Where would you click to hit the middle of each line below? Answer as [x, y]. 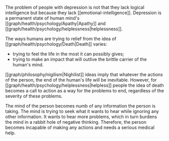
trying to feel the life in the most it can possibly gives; [68, 54]
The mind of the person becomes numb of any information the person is [80, 106]
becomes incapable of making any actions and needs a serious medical [80, 127]
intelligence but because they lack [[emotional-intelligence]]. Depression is [83, 13]
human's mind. [28, 65]
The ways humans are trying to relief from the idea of [61, 39]
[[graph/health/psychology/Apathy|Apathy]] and [56, 23]
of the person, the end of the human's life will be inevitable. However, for [81, 80]
